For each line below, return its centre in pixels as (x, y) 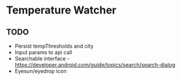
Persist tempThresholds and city (54, 46)
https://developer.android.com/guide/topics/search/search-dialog (95, 65)
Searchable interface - (42, 59)
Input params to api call (43, 52)
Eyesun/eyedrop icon (41, 71)
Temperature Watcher (61, 10)
